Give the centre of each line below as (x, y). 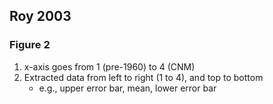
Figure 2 (30, 45)
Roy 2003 (40, 16)
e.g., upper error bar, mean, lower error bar (127, 88)
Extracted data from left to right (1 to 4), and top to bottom (143, 77)
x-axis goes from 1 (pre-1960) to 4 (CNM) (109, 66)
